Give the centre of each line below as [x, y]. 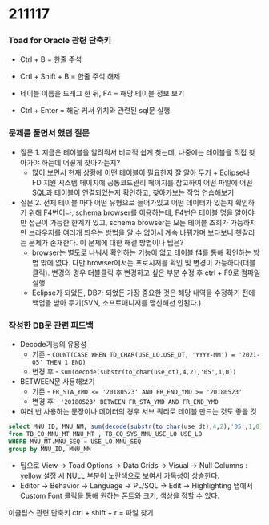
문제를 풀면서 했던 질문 [49, 133]
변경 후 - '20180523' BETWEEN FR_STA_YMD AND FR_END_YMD [125, 402]
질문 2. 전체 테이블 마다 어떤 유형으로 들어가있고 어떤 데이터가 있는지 [126, 202]
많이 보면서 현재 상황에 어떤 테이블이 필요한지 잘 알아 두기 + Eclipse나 [141, 172]
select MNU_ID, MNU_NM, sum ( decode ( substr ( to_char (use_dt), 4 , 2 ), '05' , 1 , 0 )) [137, 427]
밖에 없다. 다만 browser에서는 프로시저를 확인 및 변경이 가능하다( [142, 262]
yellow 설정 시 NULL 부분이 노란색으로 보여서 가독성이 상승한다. [120, 475]
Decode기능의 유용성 [53, 345]
